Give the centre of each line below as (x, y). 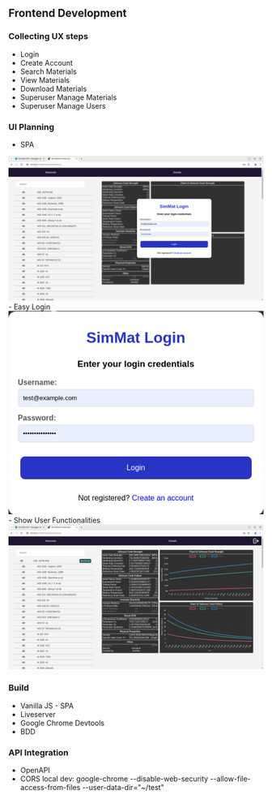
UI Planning (32, 127)
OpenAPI (35, 770)
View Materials (45, 79)
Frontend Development (68, 13)
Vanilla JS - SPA (47, 706)
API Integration (38, 752)
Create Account (46, 62)
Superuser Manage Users (63, 105)
